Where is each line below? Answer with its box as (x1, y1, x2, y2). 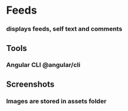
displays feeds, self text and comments (6, 25, 123, 33)
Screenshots (6, 79, 55, 89)
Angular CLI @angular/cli (6, 61, 80, 69)
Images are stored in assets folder (6, 97, 107, 105)
